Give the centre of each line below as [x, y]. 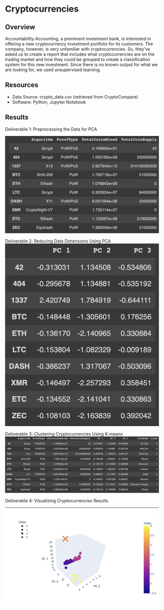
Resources [22, 85]
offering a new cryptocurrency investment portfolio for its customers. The [79, 44]
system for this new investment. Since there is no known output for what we [81, 65]
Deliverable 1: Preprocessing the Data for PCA [51, 129]
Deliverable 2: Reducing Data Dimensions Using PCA [58, 241]
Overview [20, 27]
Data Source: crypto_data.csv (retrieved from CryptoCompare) [75, 97]
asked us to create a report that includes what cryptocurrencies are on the [80, 54]
